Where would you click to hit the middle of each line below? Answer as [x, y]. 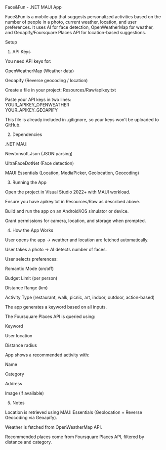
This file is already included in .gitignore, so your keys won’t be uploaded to [82, 120]
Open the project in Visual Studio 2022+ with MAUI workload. [68, 192]
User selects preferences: [31, 259]
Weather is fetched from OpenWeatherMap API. [54, 427]
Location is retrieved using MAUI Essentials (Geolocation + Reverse [74, 412]
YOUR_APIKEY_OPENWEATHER [37, 105]
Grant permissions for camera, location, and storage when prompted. [76, 221]
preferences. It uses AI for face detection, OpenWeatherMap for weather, [80, 27]
